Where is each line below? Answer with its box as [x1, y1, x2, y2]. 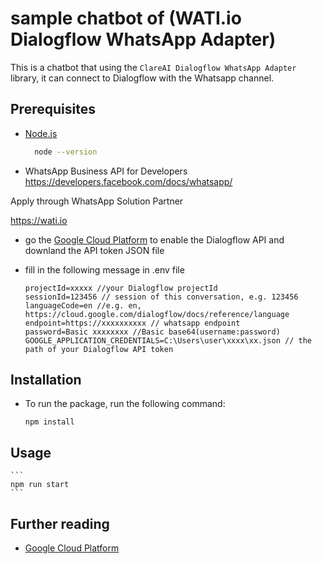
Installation [10, 372, 82, 389]
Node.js [24, 127, 58, 139]
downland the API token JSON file [24, 244, 165, 256]
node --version [34, 147, 98, 157]
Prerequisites [10, 101, 96, 118]
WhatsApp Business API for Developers [24, 165, 188, 177]
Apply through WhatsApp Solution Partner [10, 195, 184, 207]
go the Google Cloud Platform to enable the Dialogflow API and [24, 233, 285, 246]
